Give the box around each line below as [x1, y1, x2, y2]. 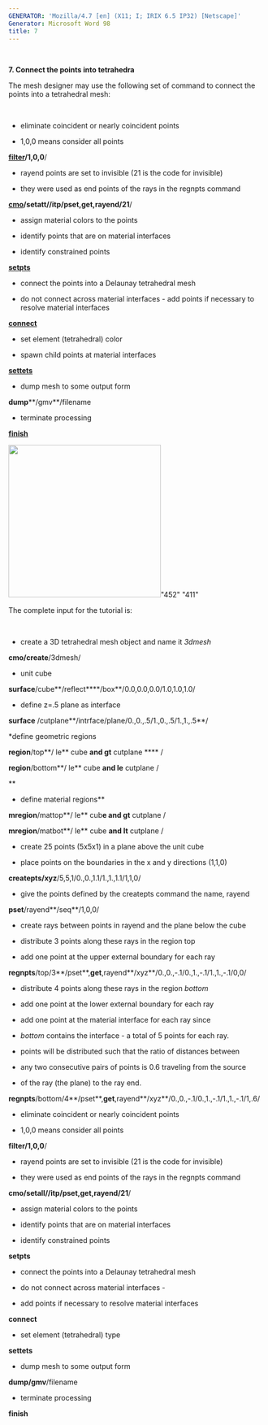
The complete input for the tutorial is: [8, 606, 132, 615]
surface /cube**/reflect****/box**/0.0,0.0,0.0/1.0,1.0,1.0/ [8, 684, 196, 694]
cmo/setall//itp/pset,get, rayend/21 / [8, 1188, 132, 1198]
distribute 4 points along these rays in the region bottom [19, 984, 209, 993]
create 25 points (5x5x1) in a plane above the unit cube [19, 842, 205, 852]
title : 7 [8, 27, 38, 35]
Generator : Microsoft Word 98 [8, 20, 111, 28]
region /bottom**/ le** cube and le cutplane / [8, 763, 159, 773]
